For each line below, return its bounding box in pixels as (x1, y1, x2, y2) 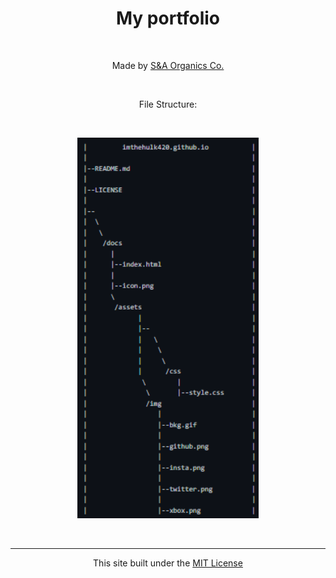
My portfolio (115, 7, 221, 30)
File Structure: (138, 98, 198, 110)
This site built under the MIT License (93, 557, 243, 569)
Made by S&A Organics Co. (111, 59, 225, 71)
